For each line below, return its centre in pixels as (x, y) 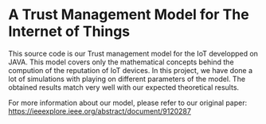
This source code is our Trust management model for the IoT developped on (133, 53)
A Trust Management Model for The (129, 15)
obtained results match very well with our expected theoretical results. (124, 87)
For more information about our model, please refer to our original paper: (128, 103)
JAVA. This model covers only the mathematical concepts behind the (121, 62)
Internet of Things (69, 31)
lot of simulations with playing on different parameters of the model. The (127, 79)
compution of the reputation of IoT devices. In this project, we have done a (131, 70)
